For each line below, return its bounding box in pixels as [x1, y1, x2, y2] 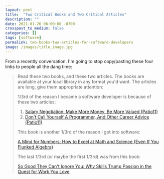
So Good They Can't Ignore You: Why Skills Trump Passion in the [17, 163, 152, 169]
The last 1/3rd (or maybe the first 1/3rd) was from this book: [17, 153, 141, 159]
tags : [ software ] [5, 35, 42, 40]
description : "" [5, 16, 39, 21]
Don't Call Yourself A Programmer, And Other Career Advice [25, 113, 149, 120]
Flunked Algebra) [17, 143, 54, 150]
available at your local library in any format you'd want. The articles [17, 78, 156, 84]
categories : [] [5, 30, 37, 35]
